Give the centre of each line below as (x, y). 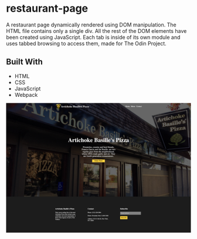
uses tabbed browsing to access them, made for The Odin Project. (86, 43)
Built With (24, 62)
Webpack (26, 95)
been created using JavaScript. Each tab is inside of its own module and (93, 37)
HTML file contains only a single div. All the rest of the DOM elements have (96, 31)
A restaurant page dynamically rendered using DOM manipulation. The (91, 25)
